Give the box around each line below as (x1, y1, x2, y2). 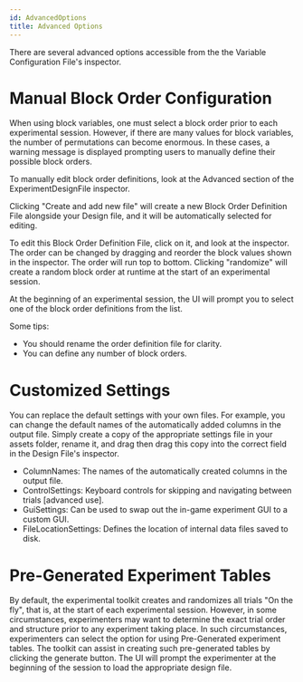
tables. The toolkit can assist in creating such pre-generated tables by (9, 643, 270, 654)
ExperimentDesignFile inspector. (9, 183, 130, 195)
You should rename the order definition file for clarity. (22, 339, 223, 350)
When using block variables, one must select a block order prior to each (9, 118, 279, 129)
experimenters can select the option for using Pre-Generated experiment (9, 633, 281, 644)
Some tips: (9, 321, 50, 331)
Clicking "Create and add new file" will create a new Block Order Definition (9, 201, 288, 212)
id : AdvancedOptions (9, 13, 88, 23)
